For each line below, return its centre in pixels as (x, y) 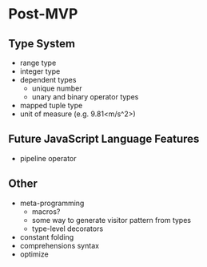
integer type (40, 71)
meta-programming (52, 203)
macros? (46, 211)
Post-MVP (43, 14)
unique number (57, 88)
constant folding (47, 237)
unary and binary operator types (85, 97)
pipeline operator (48, 158)
